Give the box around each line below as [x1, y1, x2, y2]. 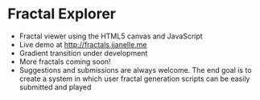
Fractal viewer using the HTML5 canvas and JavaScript [19, 31, 203, 41]
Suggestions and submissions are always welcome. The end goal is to [19, 65, 252, 74]
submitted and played [19, 82, 92, 92]
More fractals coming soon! [19, 57, 111, 66]
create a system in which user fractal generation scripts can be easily [19, 74, 250, 83]
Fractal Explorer [7, 5, 116, 23]
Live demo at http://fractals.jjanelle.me [19, 39, 147, 49]
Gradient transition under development [19, 48, 148, 58]
